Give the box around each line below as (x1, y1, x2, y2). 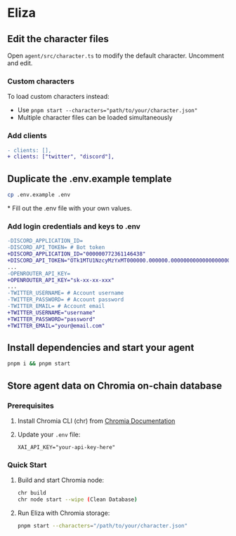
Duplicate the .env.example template (7, 173, 172, 185)
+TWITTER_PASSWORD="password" (7, 316, 96, 323)
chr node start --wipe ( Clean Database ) (17, 496, 138, 503)
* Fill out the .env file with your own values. (7, 204, 132, 213)
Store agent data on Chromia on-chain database (7, 380, 223, 391)
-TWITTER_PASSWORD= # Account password (7, 296, 124, 303)
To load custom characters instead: (7, 93, 110, 101)
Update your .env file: (17, 430, 81, 438)
